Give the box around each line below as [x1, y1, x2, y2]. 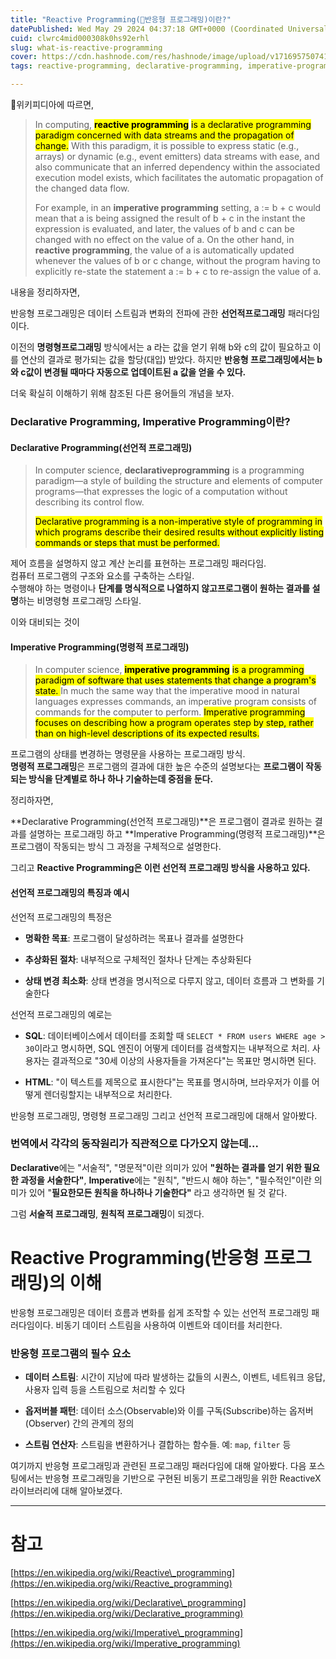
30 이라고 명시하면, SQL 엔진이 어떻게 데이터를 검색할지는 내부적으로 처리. [24, 1042, 310, 1054]
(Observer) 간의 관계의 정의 [24, 1417, 135, 1430]
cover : [10, 52, 38, 62]
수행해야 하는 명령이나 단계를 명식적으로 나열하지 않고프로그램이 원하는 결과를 [10, 582, 311, 595]
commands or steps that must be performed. [34, 537, 220, 549]
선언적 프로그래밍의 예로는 [10, 1008, 113, 1020]
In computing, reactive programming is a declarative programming [34, 119, 312, 130]
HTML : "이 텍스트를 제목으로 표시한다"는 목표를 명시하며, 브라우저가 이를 [24, 1076, 310, 1088]
